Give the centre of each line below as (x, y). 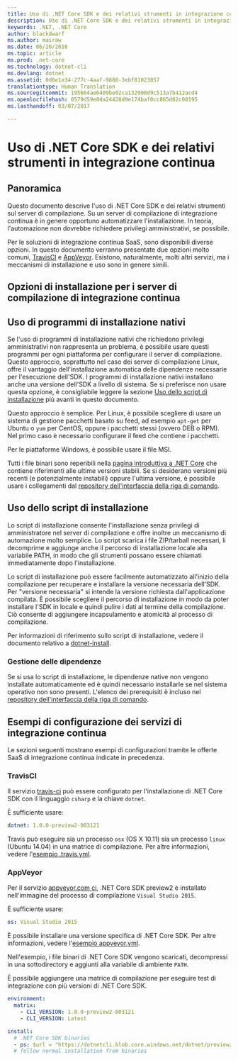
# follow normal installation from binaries (80, 1051)
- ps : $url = (33, 1044)
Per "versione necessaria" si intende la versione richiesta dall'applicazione (116, 591)
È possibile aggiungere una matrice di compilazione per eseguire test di (112, 978)
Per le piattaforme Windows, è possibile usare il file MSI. (90, 450)
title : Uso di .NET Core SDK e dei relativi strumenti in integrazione (115, 14)
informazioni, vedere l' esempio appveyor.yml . (74, 943)
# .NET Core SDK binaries (52, 1038)
